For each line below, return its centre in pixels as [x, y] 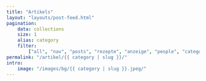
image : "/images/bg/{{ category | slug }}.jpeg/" [82, 69]
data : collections [41, 29]
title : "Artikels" [30, 12]
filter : [27, 46]
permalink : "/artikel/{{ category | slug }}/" [67, 57]
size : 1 [27, 35]
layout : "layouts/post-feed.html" [51, 18]
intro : [15, 63]
